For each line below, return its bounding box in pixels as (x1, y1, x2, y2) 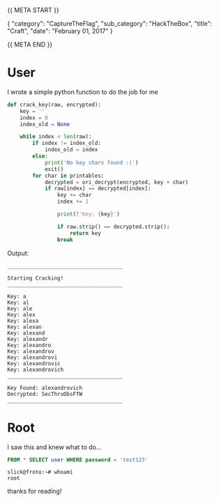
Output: (7, 249, 29, 257)
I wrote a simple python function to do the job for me (7, 87, 158, 96)
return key (69, 229, 101, 236)
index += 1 (56, 198, 89, 205)
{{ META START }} (7, 6, 59, 14)
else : (32, 153, 49, 160)
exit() (44, 165, 64, 173)
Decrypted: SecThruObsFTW (7, 390, 82, 397)
